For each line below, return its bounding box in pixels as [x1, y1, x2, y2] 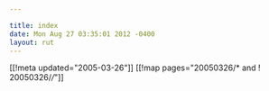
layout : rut [9, 38, 54, 47]
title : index [9, 21, 59, 30]
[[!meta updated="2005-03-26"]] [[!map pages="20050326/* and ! [9, 62, 261, 73]
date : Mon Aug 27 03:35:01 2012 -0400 [9, 29, 155, 39]
